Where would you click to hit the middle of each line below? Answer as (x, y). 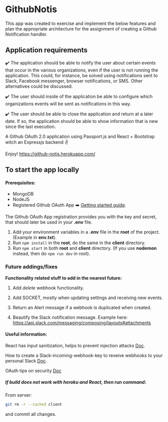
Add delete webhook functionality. (48, 287)
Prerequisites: (20, 183)
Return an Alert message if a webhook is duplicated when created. (82, 307)
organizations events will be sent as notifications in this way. (68, 104)
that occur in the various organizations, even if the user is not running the (82, 70)
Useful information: (26, 334)
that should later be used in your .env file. (49, 222)
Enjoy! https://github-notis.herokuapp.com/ (50, 154)
